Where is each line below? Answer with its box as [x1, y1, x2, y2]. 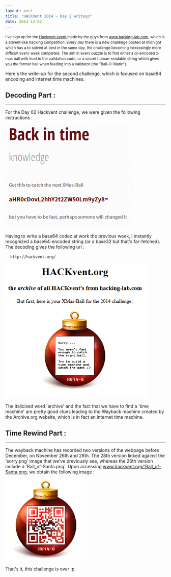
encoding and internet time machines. [5, 76, 85, 82]
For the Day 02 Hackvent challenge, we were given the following [5, 109, 141, 115]
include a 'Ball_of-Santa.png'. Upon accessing [5, 464, 102, 469]
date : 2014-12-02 [5, 19, 42, 24]
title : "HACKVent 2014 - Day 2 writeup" [5, 13, 93, 19]
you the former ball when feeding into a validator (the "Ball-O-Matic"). [5, 62, 127, 67]
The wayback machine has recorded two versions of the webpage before [5, 447, 159, 453]
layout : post [5, 8, 33, 13]
